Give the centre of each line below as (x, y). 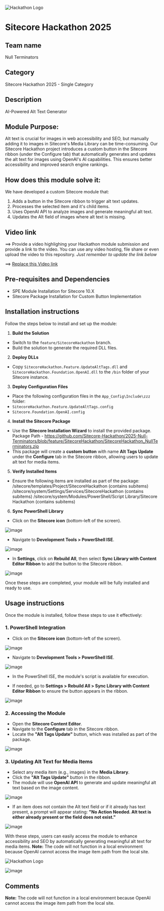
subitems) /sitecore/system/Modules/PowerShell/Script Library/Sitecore (85, 496)
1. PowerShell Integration (35, 628)
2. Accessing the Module (35, 713)
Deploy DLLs (25, 357)
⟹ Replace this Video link (32, 264)
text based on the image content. (46, 788)
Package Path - (28, 436)
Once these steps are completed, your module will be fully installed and (77, 583)
